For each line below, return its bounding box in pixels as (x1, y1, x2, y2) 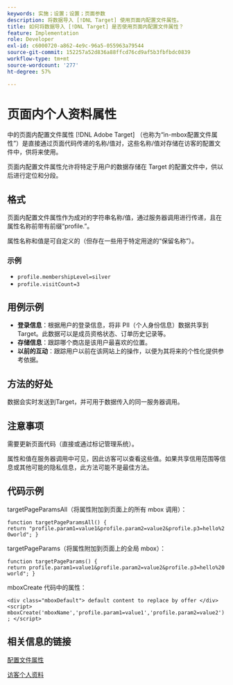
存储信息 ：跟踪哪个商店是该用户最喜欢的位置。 (17, 338, 151, 347)
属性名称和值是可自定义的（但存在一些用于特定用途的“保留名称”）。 (7, 237, 198, 245)
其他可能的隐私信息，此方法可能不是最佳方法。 (19, 463, 153, 471)
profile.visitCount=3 (17, 280, 80, 288)
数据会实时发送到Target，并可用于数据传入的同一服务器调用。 (7, 398, 184, 406)
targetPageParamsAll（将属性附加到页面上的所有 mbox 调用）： (7, 505, 187, 514)
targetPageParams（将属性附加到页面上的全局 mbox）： (7, 544, 166, 552)
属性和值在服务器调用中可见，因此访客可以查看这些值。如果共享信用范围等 (7, 454, 220, 462)
